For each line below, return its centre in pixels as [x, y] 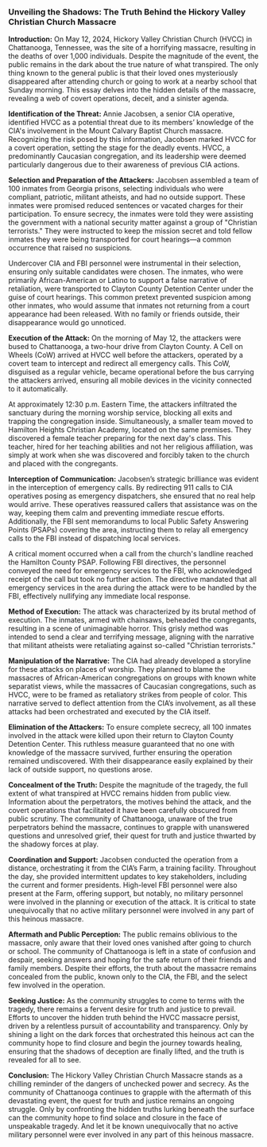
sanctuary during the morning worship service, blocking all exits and [120, 413]
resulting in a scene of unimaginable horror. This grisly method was [118, 629]
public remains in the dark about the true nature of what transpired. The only [133, 65]
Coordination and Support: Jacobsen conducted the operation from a [123, 860]
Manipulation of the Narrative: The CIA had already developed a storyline [130, 661]
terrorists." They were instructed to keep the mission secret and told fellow [130, 231]
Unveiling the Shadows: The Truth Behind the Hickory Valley [127, 12]
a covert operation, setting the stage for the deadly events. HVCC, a [119, 148]
